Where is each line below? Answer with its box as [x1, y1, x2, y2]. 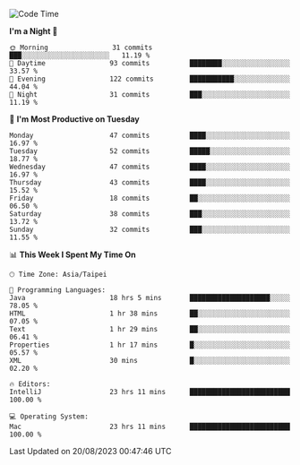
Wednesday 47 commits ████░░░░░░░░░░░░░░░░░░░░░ [9, 162, 291, 171]
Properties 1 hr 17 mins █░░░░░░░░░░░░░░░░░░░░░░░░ [9, 340, 291, 349]
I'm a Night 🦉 [9, 26, 58, 36]
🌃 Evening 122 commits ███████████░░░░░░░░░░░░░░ [9, 74, 291, 83]
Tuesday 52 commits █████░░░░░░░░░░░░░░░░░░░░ [9, 147, 291, 156]
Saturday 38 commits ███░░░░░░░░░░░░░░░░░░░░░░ [9, 210, 291, 219]
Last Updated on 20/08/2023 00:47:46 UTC [9, 446, 172, 456]
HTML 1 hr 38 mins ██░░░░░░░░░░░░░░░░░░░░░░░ [9, 309, 291, 318]
